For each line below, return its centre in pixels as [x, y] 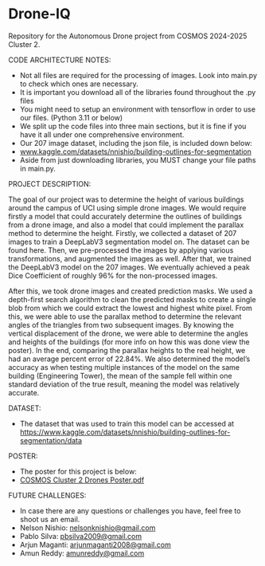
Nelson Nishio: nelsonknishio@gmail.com [88, 528]
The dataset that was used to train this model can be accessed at [127, 423]
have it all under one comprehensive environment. [102, 134]
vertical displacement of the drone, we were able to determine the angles [128, 333]
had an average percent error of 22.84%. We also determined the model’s [129, 359]
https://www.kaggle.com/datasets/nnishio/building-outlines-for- [125, 432]
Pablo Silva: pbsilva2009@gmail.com [80, 536]
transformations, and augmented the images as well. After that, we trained [130, 258]
